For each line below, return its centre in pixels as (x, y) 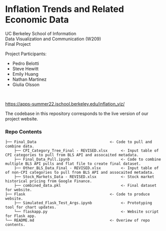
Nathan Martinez (30, 79)
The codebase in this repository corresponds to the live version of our (77, 114)
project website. (22, 118)
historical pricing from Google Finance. (49, 181)
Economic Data (37, 20)
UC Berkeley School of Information (41, 33)
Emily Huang (25, 74)
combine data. (20, 146)
